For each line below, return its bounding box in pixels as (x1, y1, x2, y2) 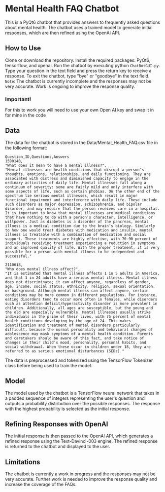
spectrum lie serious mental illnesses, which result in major (5, 193, 138, 198)
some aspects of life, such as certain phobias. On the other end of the (5, 189, 160, 194)
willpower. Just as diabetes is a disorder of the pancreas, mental (5, 219, 149, 224)
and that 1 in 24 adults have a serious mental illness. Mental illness (5, 275, 158, 280)
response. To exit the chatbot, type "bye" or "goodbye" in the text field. (5, 73, 150, 79)
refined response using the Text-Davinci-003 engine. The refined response (5, 438, 158, 444)
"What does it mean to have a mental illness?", (5, 163, 107, 168)
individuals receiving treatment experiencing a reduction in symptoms (5, 240, 155, 246)
